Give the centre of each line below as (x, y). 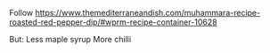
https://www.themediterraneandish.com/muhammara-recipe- (148, 13)
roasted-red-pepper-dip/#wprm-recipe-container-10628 (113, 22)
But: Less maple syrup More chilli (70, 39)
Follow (21, 13)
